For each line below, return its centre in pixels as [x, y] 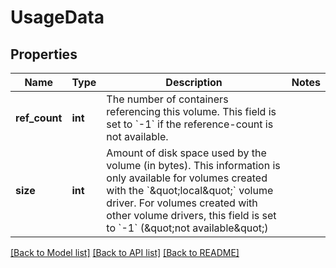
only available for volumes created [187, 178]
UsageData [57, 17]
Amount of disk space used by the [186, 153]
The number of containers [167, 99]
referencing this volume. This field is [191, 111]
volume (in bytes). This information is [193, 165]
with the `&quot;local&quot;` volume [190, 190]
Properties [44, 54]
